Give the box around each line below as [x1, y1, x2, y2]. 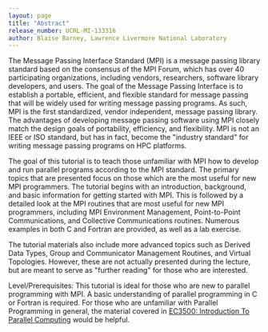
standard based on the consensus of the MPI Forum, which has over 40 [8, 65, 245, 74]
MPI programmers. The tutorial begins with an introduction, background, [8, 182, 246, 192]
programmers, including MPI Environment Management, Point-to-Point [8, 207, 242, 217]
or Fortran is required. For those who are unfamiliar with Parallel [8, 298, 218, 308]
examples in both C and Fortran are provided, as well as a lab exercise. [8, 225, 242, 234]
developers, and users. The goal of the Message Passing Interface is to [8, 82, 244, 91]
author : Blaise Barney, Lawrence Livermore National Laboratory [8, 34, 227, 42]
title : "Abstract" [8, 19, 70, 27]
